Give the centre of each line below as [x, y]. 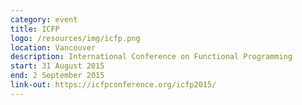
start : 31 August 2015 [57, 66]
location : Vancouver [53, 47]
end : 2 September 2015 [57, 76]
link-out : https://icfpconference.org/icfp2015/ [113, 85]
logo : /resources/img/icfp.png [75, 38]
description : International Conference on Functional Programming [151, 57]
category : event [44, 19]
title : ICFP [35, 29]
